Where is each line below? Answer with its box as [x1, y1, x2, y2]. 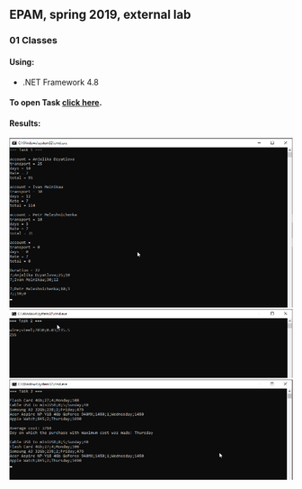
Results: [9, 117, 41, 129]
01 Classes [9, 34, 58, 47]
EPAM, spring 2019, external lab [9, 7, 191, 23]
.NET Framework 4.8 [22, 77, 99, 87]
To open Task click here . [9, 97, 102, 108]
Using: [9, 56, 35, 67]
